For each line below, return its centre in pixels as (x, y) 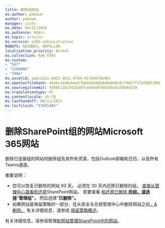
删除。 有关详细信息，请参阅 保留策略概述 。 (56, 210)
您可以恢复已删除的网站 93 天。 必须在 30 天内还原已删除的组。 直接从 (84, 186)
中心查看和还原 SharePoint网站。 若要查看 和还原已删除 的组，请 (81, 192)
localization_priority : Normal (37, 51)
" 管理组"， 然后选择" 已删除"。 (47, 198)
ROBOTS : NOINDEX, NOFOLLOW (33, 46)
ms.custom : (16, 60)
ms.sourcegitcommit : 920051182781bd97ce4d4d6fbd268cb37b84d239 (71, 87)
